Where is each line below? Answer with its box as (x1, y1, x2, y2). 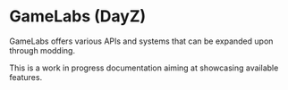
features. (9, 71, 43, 82)
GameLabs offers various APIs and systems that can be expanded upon (9, 36, 274, 46)
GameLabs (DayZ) (9, 6, 147, 27)
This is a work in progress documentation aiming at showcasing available (9, 62, 279, 73)
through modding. (9, 45, 76, 55)
